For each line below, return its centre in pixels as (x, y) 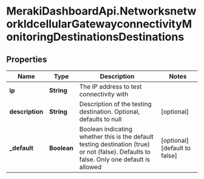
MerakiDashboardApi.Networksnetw (101, 11)
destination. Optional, (110, 112)
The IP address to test (110, 86)
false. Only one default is (115, 159)
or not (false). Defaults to (115, 152)
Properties (27, 59)
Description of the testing (115, 104)
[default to (176, 148)
